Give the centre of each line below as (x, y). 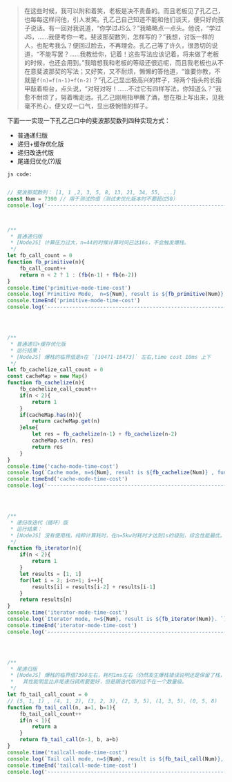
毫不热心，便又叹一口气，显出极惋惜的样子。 (88, 106)
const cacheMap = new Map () (48, 376)
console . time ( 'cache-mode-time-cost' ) (63, 466)
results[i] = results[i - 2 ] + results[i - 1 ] (94, 587)
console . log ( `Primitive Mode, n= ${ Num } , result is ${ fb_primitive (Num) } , (117, 294)
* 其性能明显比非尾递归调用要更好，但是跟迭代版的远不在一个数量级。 (99, 682)
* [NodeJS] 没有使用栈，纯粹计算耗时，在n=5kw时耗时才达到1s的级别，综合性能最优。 (118, 535)
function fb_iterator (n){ (44, 548)
